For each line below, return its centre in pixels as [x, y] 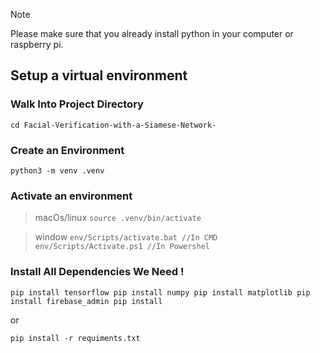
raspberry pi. [37, 44]
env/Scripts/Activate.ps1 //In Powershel [122, 247]
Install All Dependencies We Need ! [97, 272]
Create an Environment [67, 150]
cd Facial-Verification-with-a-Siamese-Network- [113, 125]
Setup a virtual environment [99, 75]
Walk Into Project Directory [77, 104]
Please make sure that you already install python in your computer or [152, 33]
